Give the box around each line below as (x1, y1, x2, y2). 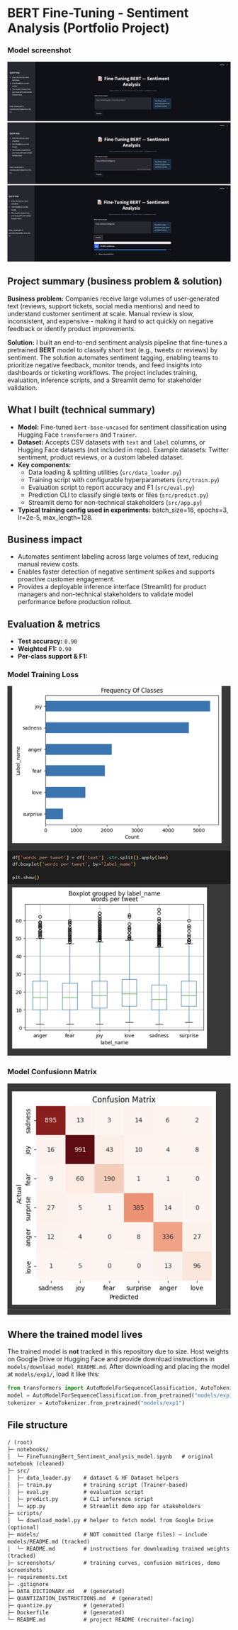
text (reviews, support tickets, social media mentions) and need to (7, 301, 200, 310)
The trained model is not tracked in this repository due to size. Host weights (7, 1347, 229, 1356)
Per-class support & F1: (17, 652, 88, 661)
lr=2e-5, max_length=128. (17, 513, 93, 522)
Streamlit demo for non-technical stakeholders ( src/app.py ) (28, 498, 203, 506)
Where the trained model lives (7, 1329, 143, 1341)
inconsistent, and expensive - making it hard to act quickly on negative (7, 317, 214, 325)
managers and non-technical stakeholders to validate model (17, 590, 193, 598)
